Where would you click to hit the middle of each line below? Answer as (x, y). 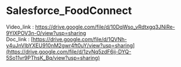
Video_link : (20, 27)
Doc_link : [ (20, 39)
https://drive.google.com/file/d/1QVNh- (80, 39)
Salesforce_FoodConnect (69, 11)
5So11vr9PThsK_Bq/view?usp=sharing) (53, 58)
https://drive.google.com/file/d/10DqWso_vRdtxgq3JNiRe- (105, 27)
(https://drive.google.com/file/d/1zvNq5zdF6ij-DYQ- (69, 51)
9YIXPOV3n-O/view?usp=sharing (46, 33)
